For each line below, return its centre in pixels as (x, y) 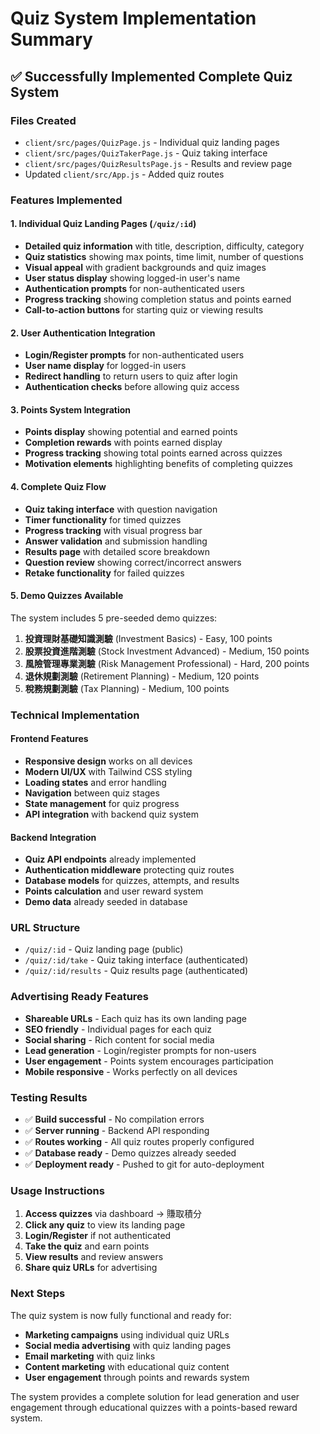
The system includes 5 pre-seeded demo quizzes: (114, 618)
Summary (51, 39)
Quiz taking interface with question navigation (121, 509)
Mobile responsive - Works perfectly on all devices (131, 1071)
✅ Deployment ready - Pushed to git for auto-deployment (144, 1164)
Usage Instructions (57, 1190)
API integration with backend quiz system (112, 814)
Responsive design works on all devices (108, 761)
